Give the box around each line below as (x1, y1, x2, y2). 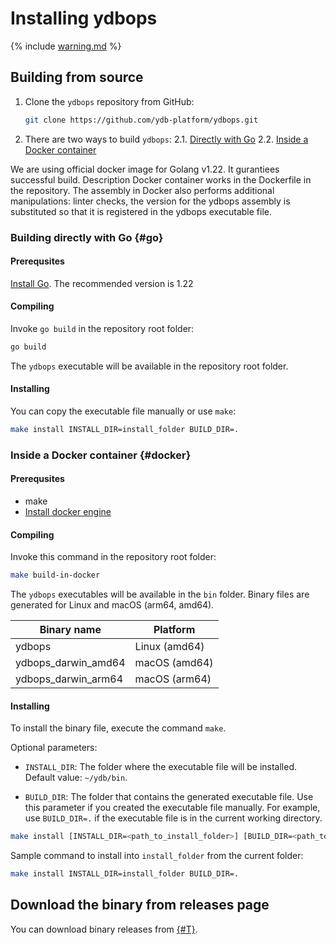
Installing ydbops (10, 7, 158, 30)
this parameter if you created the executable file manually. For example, (24, 802, 321, 814)
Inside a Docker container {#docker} (10, 448, 192, 462)
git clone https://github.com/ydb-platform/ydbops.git (24, 115, 259, 125)
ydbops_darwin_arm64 (15, 672, 124, 686)
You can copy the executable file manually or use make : (10, 405, 237, 417)
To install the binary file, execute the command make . (10, 722, 227, 734)
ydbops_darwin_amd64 (15, 656, 126, 670)
